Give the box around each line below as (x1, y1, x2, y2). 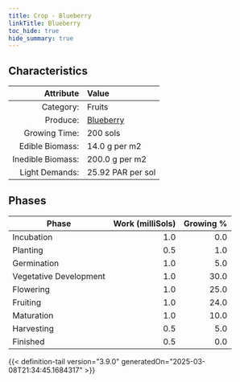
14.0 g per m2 (87, 141, 142, 152)
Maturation (12, 310, 54, 321)
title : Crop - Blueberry (8, 11, 92, 20)
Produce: (44, 114, 80, 125)
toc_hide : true (8, 27, 60, 35)
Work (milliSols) (113, 218, 176, 229)
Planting (12, 244, 43, 256)
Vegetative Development (12, 270, 106, 281)
